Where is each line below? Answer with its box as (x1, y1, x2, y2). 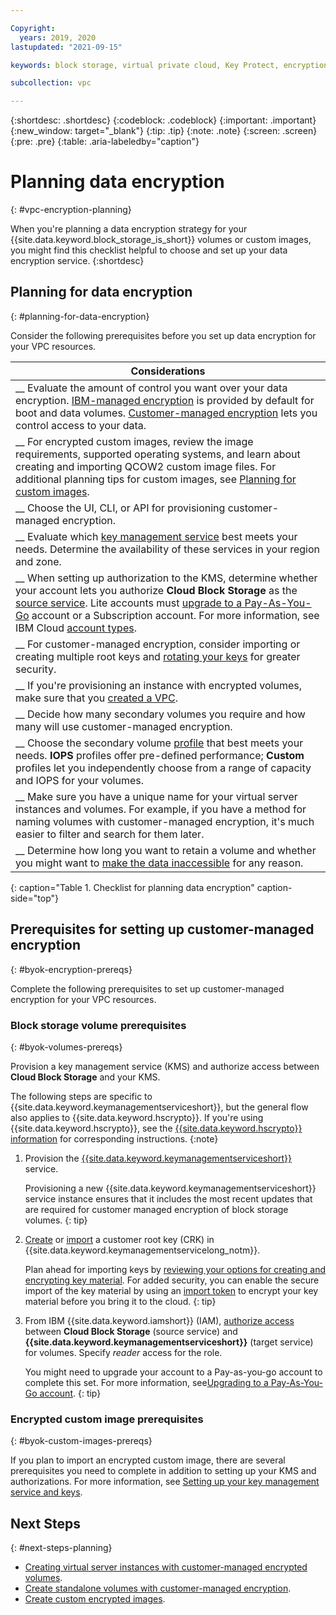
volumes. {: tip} (24, 1214, 88, 1226)
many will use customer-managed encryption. (15, 719, 233, 733)
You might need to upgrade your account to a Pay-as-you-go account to (24, 1366, 323, 1378)
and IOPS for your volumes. (15, 773, 144, 787)
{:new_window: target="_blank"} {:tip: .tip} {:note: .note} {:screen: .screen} (10, 125, 318, 137)
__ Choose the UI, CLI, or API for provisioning (15, 501, 226, 515)
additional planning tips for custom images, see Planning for (15, 472, 297, 486)
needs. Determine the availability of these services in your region (15, 542, 320, 556)
